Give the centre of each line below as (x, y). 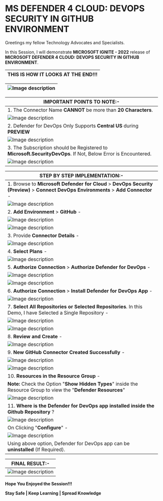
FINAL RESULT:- (31, 464)
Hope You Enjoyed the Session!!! (39, 483)
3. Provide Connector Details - (43, 235)
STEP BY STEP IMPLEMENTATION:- (81, 176)
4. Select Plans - (27, 251)
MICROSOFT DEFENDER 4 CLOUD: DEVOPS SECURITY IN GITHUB (72, 57)
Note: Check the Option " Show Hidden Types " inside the (73, 384)
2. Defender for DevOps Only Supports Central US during (73, 125)
